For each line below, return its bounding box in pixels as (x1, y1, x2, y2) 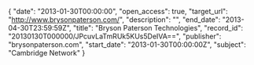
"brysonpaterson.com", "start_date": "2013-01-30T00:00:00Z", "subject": (8, 40, 246, 49)
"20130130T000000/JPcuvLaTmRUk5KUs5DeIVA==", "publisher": (8, 31, 222, 41)
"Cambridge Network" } (8, 49, 86, 57)
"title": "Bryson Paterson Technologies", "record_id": (73, 23, 244, 32)
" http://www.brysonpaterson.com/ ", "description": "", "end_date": (8, 15, 221, 24)
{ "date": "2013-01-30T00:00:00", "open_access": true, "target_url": (8, 7, 228, 16)
